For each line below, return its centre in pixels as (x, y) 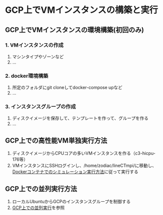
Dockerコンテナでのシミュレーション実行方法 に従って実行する (75, 172)
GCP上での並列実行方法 (41, 189)
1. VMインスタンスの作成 (34, 45)
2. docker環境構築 (27, 76)
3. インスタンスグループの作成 (41, 107)
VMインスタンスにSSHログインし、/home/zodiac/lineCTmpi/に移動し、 (84, 166)
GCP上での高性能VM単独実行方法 (56, 140)
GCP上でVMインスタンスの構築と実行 (81, 10)
